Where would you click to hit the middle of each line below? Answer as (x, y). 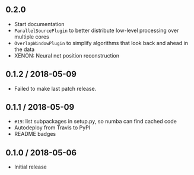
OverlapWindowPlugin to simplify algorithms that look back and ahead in (101, 43)
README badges (35, 134)
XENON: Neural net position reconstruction (67, 55)
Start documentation (39, 24)
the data (24, 49)
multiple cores (31, 36)
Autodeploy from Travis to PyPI (52, 128)
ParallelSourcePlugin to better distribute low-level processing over (96, 30)
